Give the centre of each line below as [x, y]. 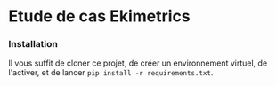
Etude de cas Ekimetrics [99, 16]
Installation [33, 44]
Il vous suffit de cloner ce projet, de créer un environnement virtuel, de [138, 63]
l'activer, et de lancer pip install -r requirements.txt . [111, 73]
